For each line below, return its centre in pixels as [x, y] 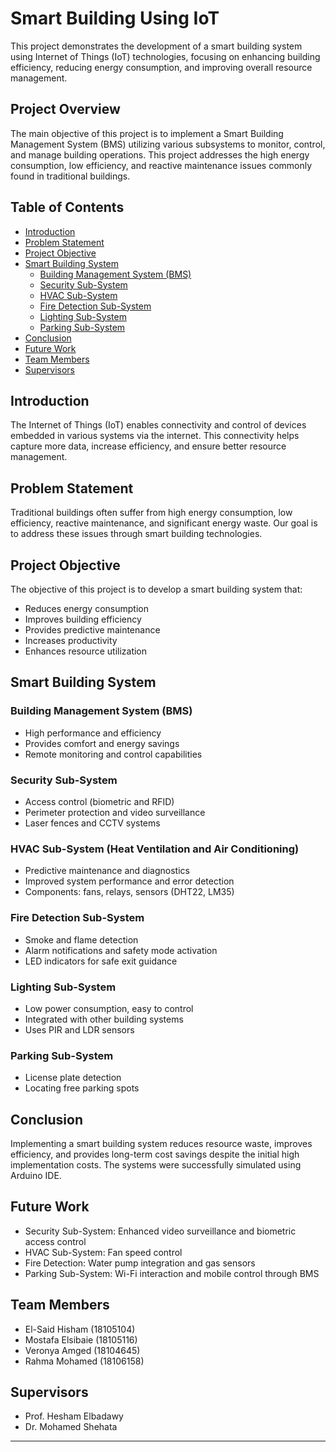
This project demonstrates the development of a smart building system [156, 46]
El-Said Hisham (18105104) [80, 1329]
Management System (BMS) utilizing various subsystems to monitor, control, [168, 144]
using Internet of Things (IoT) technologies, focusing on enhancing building [165, 56]
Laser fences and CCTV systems [92, 823]
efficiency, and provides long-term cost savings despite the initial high [155, 1154]
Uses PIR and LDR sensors [79, 1029]
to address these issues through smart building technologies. [136, 534]
